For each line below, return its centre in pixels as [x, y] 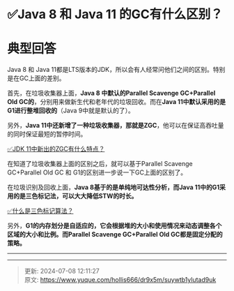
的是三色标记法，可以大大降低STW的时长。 [75, 196]
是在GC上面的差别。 [36, 78]
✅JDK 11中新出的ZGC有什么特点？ [56, 149]
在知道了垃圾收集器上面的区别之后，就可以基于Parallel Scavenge [100, 164]
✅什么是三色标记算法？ [40, 211]
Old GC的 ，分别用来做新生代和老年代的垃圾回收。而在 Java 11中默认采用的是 [117, 102]
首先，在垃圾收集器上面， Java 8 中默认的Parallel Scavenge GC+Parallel [111, 93]
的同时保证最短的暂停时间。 [47, 134]
